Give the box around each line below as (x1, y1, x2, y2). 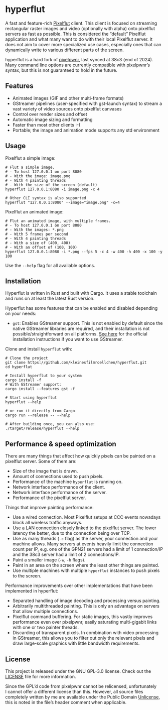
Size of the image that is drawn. (12, 468, 78, 474)
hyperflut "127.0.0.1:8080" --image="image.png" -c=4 (5, 200, 120, 205)
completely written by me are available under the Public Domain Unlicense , (5, 694, 160, 700)
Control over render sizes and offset (12, 111, 87, 117)
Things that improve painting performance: (5, 505, 94, 511)
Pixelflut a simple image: (5, 155, 56, 161)
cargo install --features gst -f (5, 387, 75, 392)
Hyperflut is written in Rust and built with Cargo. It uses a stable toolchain (5, 290, 157, 296)
